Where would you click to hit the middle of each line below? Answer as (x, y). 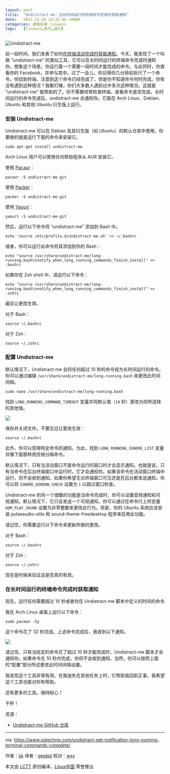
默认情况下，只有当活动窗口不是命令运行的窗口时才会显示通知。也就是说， (83, 465)
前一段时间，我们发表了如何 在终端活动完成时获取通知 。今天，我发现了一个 (83, 54)
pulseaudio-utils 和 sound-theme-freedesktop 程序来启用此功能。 (79, 514)
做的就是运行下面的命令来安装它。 (45, 137)
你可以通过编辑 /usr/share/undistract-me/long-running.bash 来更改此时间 (83, 376)
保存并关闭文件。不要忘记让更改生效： (45, 428)
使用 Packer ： (20, 187)
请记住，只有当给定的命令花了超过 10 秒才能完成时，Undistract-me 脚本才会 (84, 652)
